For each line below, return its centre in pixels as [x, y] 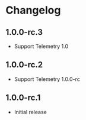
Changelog [33, 10]
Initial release [30, 112]
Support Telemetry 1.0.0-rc [47, 79]
